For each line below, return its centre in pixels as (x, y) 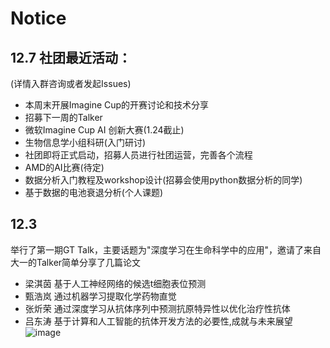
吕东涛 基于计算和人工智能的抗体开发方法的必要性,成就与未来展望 (158, 321)
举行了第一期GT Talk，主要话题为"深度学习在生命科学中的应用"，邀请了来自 (166, 249)
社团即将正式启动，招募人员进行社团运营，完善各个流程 (138, 155)
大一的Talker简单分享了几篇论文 (76, 262)
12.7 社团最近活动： (71, 57)
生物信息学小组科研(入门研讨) (85, 142)
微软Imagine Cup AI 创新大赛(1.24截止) (104, 130)
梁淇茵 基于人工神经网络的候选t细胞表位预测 (115, 283)
